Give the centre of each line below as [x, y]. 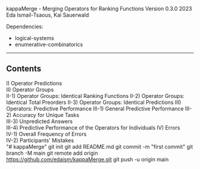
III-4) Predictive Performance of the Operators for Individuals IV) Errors [93, 127]
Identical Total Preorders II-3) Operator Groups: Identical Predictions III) [94, 102]
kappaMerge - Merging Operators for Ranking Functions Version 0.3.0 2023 [99, 9]
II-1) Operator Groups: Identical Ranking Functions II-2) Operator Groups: [95, 96]
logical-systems [35, 38]
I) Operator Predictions [34, 83]
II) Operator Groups [30, 90]
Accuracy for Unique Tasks [46, 115]
